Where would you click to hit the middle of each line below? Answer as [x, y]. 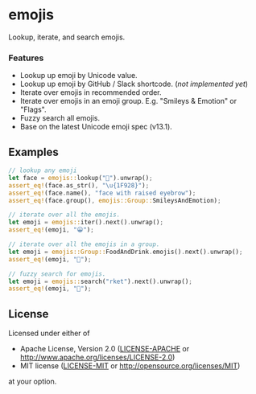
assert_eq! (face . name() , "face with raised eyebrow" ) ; [102, 193]
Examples [33, 152]
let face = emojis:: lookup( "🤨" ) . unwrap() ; [81, 178]
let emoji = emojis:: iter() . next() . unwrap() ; [86, 223]
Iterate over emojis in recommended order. [91, 92]
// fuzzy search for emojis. [57, 274]
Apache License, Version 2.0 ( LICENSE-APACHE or [105, 349]
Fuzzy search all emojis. [60, 118]
